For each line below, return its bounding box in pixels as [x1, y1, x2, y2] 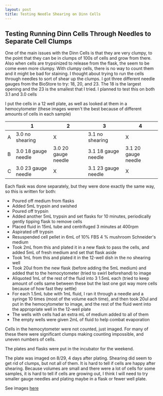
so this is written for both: [5, 189, 56, 194]
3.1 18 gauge [88, 148, 119, 155]
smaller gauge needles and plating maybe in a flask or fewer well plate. [5, 376, 147, 382]
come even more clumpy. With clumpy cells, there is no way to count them [5, 66, 154, 71]
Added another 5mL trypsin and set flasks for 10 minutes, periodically [12, 213, 151, 219]
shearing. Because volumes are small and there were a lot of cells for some [5, 365, 155, 372]
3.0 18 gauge [16, 148, 47, 155]
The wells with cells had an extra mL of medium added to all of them [12, 311, 149, 317]
